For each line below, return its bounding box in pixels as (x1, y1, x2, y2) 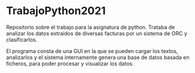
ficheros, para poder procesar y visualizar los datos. (6, 60, 134, 67)
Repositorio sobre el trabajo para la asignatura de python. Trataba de (6, 24, 175, 31)
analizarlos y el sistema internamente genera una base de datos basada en (6, 54, 190, 61)
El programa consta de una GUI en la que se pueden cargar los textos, (6, 47, 178, 54)
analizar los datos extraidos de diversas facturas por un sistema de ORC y (6, 29, 187, 36)
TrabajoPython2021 (6, 4, 106, 18)
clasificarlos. (6, 36, 37, 43)
